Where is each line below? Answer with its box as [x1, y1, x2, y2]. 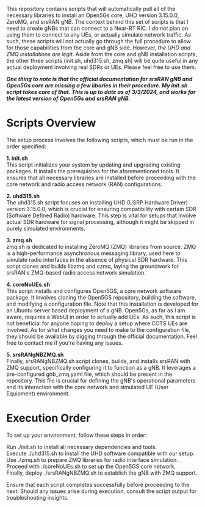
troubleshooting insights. [6, 494, 69, 501]
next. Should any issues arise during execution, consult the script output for [6, 487, 197, 495]
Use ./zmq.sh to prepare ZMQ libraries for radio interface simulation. [6, 456, 179, 463]
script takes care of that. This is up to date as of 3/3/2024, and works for [6, 88, 196, 95]
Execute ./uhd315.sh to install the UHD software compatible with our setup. [6, 450, 195, 457]
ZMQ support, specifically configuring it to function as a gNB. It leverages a [6, 364, 196, 371]
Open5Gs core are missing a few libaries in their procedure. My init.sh [6, 82, 188, 89]
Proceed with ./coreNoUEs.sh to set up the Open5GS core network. [6, 462, 176, 470]
